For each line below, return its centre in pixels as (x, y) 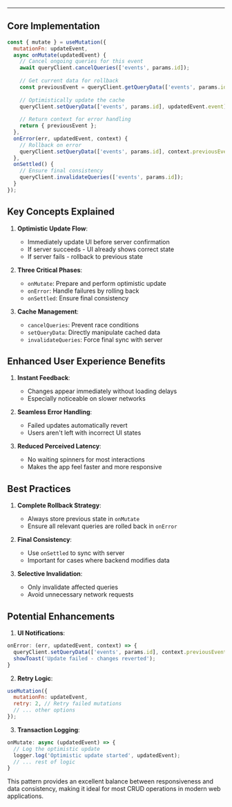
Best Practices (39, 489)
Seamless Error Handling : (55, 412)
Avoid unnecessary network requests (80, 595)
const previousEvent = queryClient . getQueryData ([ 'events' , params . (120, 87)
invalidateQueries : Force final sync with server (95, 339)
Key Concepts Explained (61, 212)
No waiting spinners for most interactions (86, 460)
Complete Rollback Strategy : (59, 505)
